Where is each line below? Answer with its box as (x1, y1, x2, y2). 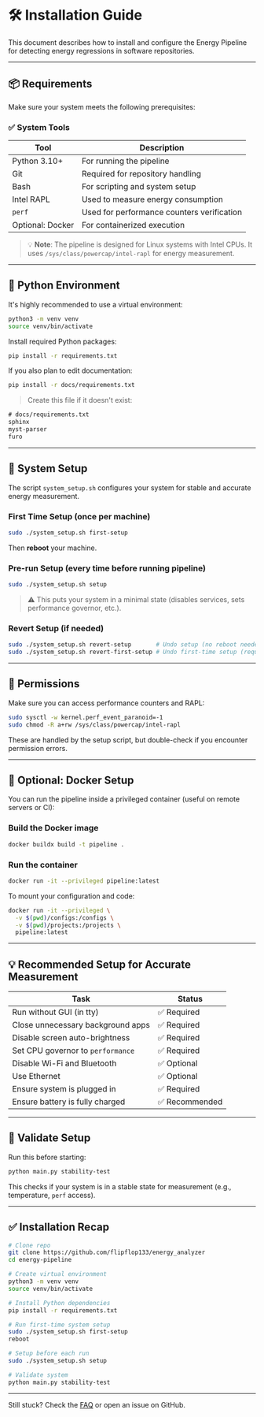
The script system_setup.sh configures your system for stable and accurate (8, 482, 251, 493)
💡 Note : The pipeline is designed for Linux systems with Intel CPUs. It (27, 240, 253, 249)
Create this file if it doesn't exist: (27, 396, 133, 405)
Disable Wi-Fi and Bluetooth (12, 1058, 117, 1069)
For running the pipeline (81, 155, 170, 166)
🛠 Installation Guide (8, 6, 143, 24)
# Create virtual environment (8, 1270, 108, 1278)
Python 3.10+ (12, 155, 64, 166)
